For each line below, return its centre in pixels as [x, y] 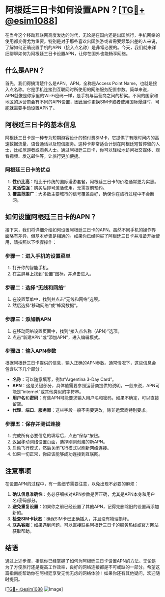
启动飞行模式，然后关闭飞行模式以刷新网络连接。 [62, 448]
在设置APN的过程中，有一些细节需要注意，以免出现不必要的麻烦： [72, 483]
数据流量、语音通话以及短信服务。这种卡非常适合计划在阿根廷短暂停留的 [82, 143]
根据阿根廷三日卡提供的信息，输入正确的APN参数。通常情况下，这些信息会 [81, 363]
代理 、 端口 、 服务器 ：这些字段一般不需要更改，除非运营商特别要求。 [81, 410]
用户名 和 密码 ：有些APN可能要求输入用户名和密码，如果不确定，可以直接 [85, 398]
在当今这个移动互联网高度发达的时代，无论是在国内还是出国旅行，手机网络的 [82, 35]
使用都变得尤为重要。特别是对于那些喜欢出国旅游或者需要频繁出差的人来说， [82, 41]
